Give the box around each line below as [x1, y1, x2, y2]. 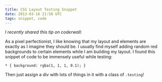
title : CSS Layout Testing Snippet [5, 7, 77, 12]
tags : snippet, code [5, 16, 47, 21]
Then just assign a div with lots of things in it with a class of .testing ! [5, 72, 144, 78]
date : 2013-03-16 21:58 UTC [5, 12, 62, 16]
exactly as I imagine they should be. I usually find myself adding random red [5, 44, 158, 50]
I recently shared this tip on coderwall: [5, 29, 82, 35]
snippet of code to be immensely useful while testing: [5, 54, 113, 60]
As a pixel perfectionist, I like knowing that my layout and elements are [5, 39, 146, 44]
